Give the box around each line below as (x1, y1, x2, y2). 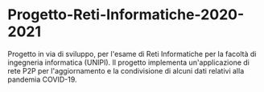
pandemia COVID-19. (7, 74, 77, 84)
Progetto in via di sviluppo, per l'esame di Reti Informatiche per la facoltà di (7, 49, 257, 58)
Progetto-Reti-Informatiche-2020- (7, 6, 245, 24)
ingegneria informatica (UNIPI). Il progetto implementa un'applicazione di (7, 58, 250, 67)
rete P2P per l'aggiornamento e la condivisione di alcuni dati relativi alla (7, 66, 245, 75)
